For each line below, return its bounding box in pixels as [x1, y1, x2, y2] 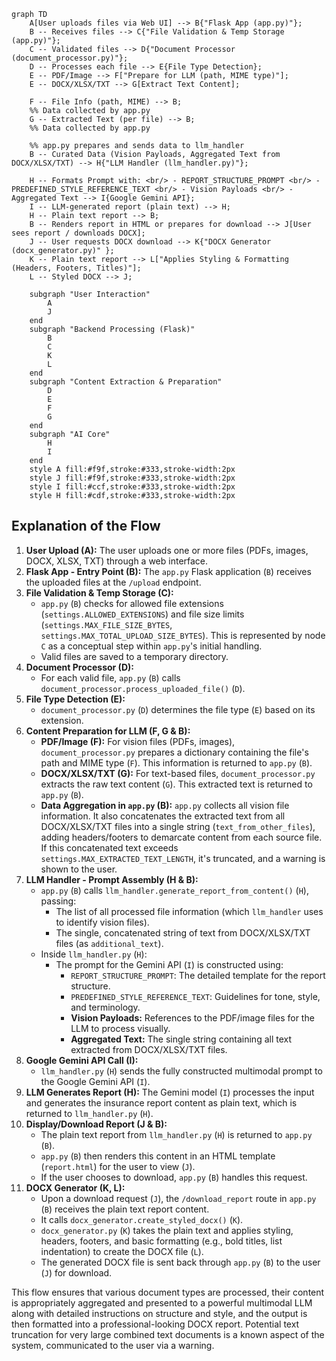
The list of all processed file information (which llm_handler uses [55, 905, 324, 917]
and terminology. [70, 1001, 141, 1013]
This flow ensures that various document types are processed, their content [11, 1286, 325, 1298]
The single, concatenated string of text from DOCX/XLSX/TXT [55, 926, 311, 939]
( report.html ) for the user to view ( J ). [40, 1160, 196, 1172]
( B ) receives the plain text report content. [40, 1203, 210, 1215]
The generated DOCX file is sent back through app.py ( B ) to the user [40, 1256, 321, 1268]
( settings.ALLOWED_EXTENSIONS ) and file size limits [40, 608, 245, 620]
